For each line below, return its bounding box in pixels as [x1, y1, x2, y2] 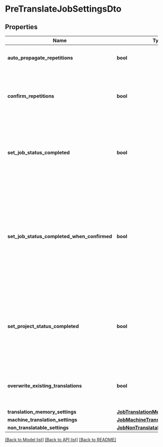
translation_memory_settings [7, 409, 77, 415]
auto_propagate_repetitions [7, 54, 73, 61]
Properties [5, 23, 38, 31]
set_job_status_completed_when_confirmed [7, 233, 113, 240]
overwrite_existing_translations [7, 382, 82, 389]
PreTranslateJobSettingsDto [5, 3, 122, 15]
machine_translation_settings [7, 416, 78, 423]
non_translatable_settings [7, 424, 69, 431]
